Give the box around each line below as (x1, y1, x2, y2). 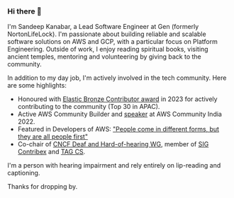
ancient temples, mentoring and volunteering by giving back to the (7, 52, 202, 61)
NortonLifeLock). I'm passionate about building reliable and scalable (7, 30, 207, 38)
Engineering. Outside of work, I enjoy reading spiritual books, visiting (7, 45, 208, 54)
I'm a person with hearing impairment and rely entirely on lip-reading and (7, 161, 221, 170)
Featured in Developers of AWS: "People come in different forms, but (17, 125, 220, 134)
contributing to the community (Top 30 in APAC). (17, 103, 160, 111)
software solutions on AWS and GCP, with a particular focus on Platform (7, 37, 218, 46)
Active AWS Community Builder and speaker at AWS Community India (17, 110, 222, 119)
